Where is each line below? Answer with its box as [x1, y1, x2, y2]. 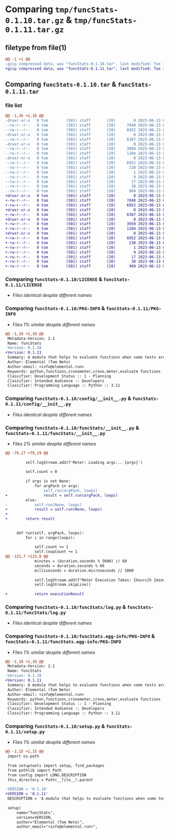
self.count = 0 [25, 469, 57, 474]
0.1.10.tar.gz [5, 16, 64, 26]
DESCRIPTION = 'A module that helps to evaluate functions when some [7, 796, 156, 801]
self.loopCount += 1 [34, 549, 78, 554]
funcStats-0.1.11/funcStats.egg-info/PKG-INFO [5, 639, 122, 645]
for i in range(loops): [25, 535, 75, 540]
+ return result [5, 516, 55, 521]
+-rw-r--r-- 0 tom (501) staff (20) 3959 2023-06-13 [5, 222, 161, 227]
